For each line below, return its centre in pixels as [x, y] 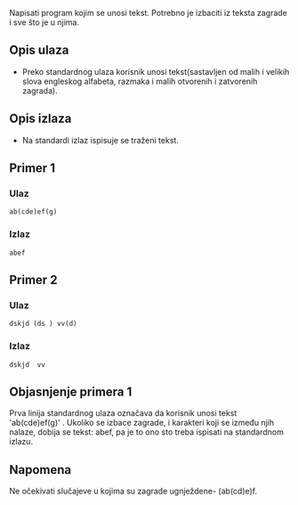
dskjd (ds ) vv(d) [43, 324]
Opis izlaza [40, 119]
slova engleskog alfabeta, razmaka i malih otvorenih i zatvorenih [140, 81]
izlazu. [21, 442]
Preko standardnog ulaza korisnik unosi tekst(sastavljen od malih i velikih [156, 71]
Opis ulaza [39, 50]
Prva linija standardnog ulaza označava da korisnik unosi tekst [123, 413]
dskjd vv [28, 364]
